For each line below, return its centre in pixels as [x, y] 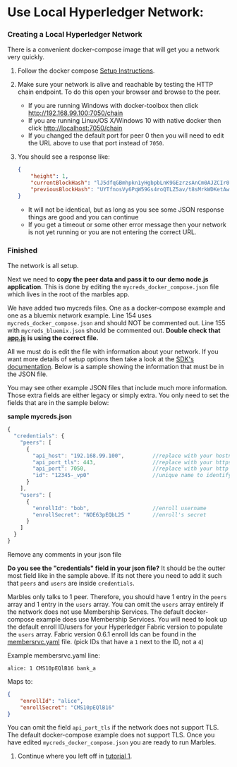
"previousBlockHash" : [62, 190]
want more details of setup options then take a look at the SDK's [101, 359]
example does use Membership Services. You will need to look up [132, 619]
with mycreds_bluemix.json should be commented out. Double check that [114, 331]
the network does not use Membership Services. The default [96, 612]
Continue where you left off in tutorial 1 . [75, 756]
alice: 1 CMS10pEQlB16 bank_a [52, 668]
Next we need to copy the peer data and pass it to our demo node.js [108, 279]
